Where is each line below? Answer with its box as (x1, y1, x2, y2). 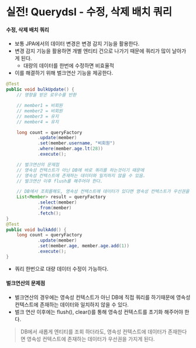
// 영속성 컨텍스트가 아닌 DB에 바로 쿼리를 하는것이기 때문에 (16, 167, 145, 173)
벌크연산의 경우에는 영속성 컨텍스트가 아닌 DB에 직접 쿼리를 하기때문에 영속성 (14, 294, 191, 301)
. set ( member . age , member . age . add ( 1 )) (37, 243, 130, 249)
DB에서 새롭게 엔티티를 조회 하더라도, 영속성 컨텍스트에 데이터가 (20, 328, 167, 335)
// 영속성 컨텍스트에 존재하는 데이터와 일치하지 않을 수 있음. (16, 173, 146, 178)
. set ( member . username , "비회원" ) (37, 140, 115, 146)
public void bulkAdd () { (6, 226, 67, 233)
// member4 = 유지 (16, 119, 59, 125)
